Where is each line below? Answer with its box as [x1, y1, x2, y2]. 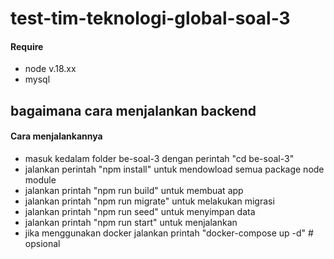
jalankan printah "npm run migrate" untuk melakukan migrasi [24, 195, 275, 207]
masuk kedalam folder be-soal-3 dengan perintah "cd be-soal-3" [24, 152, 295, 164]
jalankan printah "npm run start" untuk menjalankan [24, 216, 238, 228]
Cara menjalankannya [10, 130, 103, 142]
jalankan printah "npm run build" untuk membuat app [24, 184, 244, 196]
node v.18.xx [24, 63, 77, 75]
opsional [24, 237, 61, 249]
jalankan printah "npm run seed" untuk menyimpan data [24, 205, 256, 217]
